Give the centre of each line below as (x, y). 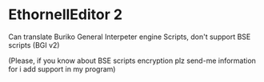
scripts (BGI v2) (34, 45)
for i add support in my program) (62, 68)
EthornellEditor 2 (65, 15)
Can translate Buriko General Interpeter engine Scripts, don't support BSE (130, 37)
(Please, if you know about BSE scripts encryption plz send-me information (132, 61)
